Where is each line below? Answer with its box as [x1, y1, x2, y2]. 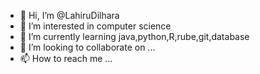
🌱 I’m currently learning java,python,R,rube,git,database [19, 31, 250, 42]
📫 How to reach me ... [19, 53, 113, 64]
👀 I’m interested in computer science [19, 20, 172, 32]
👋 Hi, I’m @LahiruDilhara [19, 10, 120, 21]
